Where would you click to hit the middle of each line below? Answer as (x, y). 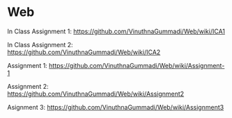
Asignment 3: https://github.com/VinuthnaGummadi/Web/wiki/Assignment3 (116, 107)
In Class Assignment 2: (40, 44)
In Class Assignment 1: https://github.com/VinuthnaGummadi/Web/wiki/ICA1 (116, 31)
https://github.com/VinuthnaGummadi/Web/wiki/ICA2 (84, 52)
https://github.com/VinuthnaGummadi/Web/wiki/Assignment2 (96, 94)
